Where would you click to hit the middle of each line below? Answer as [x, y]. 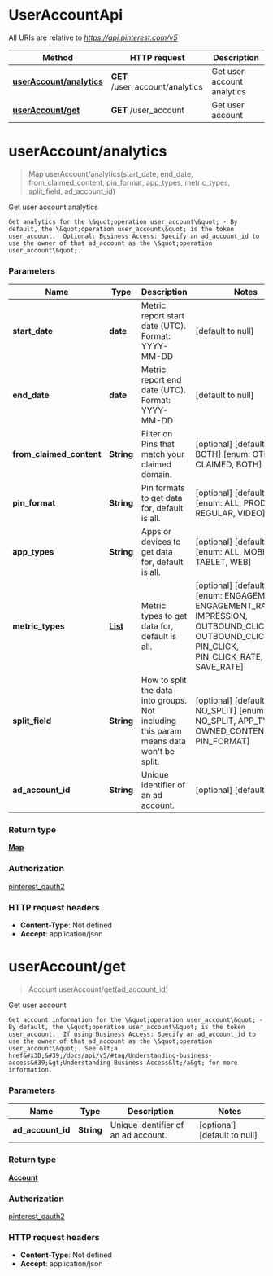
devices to [161, 542]
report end [161, 380]
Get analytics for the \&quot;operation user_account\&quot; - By [123, 221]
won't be [158, 752]
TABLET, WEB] [223, 562]
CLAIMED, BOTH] [229, 464]
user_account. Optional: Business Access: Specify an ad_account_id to [134, 236]
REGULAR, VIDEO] [230, 513]
